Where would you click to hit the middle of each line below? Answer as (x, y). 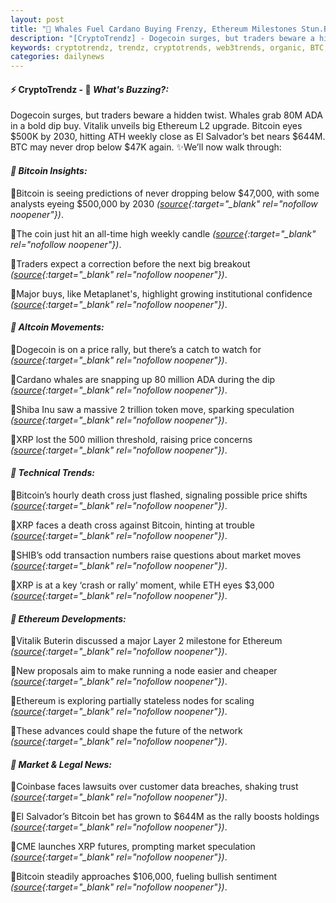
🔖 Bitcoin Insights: (49, 170)
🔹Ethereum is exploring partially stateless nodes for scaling (132, 701)
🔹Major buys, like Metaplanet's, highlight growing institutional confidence (161, 293)
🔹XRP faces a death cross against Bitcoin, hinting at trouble (132, 525)
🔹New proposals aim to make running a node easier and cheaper (144, 671)
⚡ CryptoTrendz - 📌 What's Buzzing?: (89, 89)
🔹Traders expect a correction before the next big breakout (130, 263)
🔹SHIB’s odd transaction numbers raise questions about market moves (156, 555)
